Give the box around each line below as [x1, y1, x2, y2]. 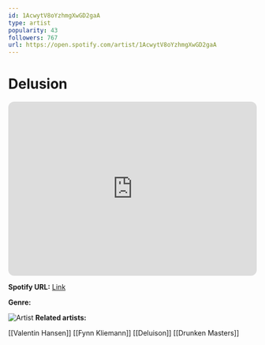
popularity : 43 [8, 26, 58, 34]
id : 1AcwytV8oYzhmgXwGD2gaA [8, 11, 101, 20]
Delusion [8, 75, 68, 93]
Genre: [8, 298, 32, 307]
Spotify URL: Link [8, 282, 66, 292]
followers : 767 [8, 33, 58, 42]
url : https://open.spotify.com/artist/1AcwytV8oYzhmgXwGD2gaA [8, 41, 217, 49]
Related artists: [35, 313, 87, 323]
